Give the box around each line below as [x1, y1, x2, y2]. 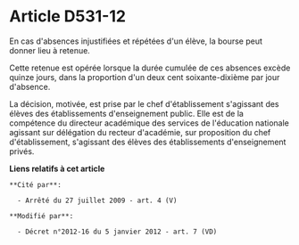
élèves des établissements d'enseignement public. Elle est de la [9, 108, 244, 118]
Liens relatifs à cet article [9, 163, 105, 174]
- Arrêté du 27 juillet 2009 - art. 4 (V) [17, 196, 178, 205]
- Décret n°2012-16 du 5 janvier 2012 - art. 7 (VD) [17, 227, 218, 236]
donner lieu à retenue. [9, 45, 91, 55]
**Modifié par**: [9, 211, 74, 220]
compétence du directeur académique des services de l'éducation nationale [9, 118, 290, 128]
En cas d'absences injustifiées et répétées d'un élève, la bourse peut [9, 36, 263, 46]
